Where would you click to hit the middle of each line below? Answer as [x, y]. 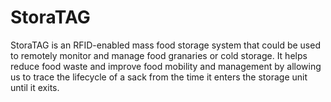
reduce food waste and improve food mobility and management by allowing [166, 66]
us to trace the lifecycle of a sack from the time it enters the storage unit [159, 77]
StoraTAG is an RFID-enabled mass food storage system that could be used [165, 45]
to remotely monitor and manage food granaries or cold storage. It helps [159, 55]
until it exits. [35, 87]
